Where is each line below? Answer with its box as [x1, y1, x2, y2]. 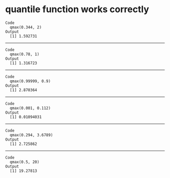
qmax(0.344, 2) [10, 24, 42, 30]
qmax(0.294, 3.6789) [10, 132, 53, 137]
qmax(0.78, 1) [10, 52, 39, 57]
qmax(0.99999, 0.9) [10, 79, 51, 84]
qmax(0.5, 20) [10, 159, 39, 164]
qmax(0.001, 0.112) [10, 105, 51, 111]
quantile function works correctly [5, 4, 149, 15]
